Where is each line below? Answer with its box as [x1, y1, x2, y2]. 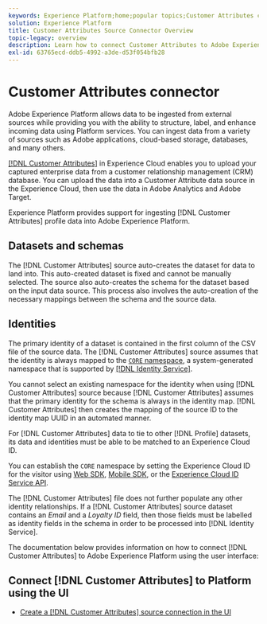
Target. [8, 192, 32, 201]
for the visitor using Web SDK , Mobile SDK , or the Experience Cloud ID [8, 469, 239, 478]
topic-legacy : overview [8, 33, 87, 42]
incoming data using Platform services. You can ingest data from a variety [8, 126, 250, 135]
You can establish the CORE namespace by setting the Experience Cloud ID [8, 461, 251, 470]
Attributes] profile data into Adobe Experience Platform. [8, 216, 191, 225]
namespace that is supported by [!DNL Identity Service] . [8, 364, 193, 373]
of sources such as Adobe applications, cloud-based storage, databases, [8, 135, 249, 144]
